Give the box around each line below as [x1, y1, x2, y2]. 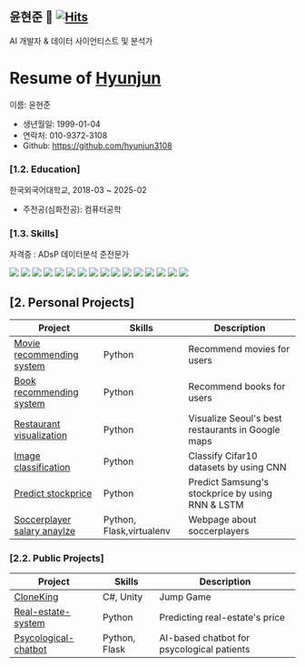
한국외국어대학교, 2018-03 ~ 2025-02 [9, 185, 147, 196]
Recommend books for [188, 380, 286, 393]
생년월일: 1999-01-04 [22, 118, 102, 129]
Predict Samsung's [188, 476, 270, 489]
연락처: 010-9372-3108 [22, 129, 108, 140]
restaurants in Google [188, 423, 280, 436]
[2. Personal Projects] [9, 295, 134, 310]
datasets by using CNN [188, 461, 287, 474]
